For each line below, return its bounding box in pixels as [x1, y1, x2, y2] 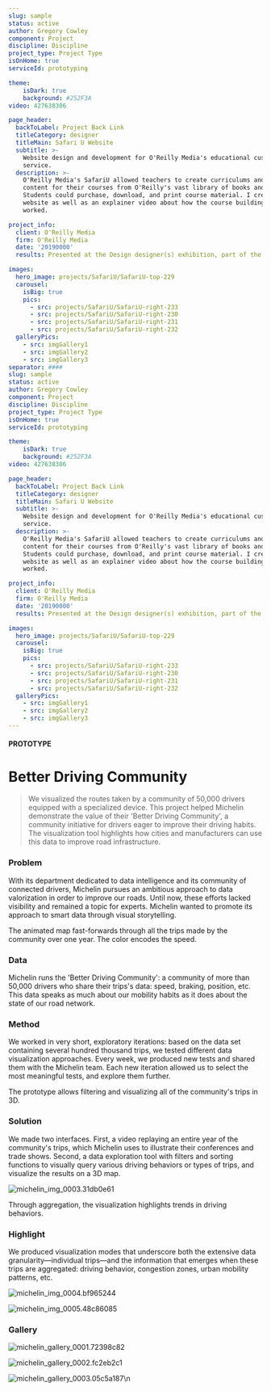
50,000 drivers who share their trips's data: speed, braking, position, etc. [8, 981, 252, 990]
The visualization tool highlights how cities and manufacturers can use [27, 829, 262, 838]
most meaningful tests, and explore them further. [8, 1071, 171, 1081]
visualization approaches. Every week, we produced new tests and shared [8, 1054, 256, 1064]
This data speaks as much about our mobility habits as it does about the [8, 990, 248, 999]
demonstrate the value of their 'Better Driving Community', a [27, 811, 229, 821]
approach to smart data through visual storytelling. [8, 910, 177, 919]
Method [8, 1019, 40, 1030]
